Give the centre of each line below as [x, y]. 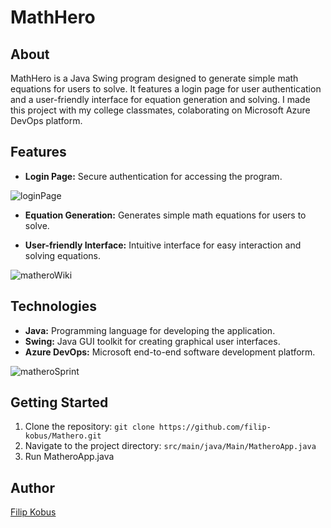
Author [32, 487]
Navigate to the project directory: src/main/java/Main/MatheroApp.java [170, 446]
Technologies [54, 306]
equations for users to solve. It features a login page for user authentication [166, 89]
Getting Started [59, 402]
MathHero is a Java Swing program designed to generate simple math [154, 78]
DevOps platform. [46, 120]
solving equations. [63, 255]
